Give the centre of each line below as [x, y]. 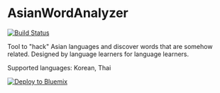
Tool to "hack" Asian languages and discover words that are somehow [110, 46]
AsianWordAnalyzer [68, 13]
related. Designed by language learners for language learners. [98, 54]
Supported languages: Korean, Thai [59, 67]
